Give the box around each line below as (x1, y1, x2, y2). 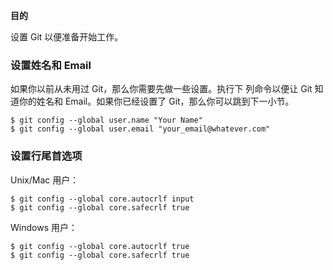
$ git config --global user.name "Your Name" (10, 115, 203, 126)
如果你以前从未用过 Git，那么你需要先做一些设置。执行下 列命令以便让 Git (10, 83, 313, 95)
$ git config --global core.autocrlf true (10, 241, 190, 251)
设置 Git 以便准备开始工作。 (10, 31, 124, 43)
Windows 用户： (10, 221, 78, 233)
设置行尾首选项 (10, 149, 83, 163)
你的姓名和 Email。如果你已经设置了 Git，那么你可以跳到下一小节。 (18, 95, 295, 108)
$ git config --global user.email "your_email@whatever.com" (10, 124, 271, 134)
